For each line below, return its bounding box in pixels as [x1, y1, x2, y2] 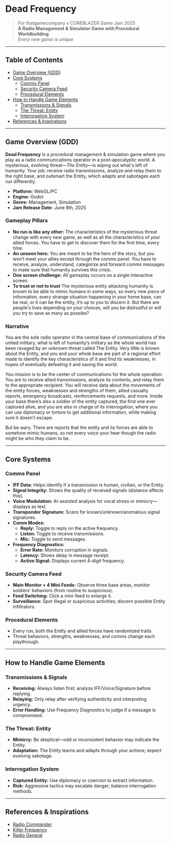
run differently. [5, 178, 37, 184]
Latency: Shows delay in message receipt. [20, 552, 110, 558]
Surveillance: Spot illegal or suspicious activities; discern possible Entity [12, 598, 165, 604]
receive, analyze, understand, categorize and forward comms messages [12, 261, 165, 267]
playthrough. [12, 638, 40, 645]
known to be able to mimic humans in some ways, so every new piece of [12, 288, 165, 294]
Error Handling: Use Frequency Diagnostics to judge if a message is [12, 707, 156, 713]
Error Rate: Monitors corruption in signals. [20, 547, 109, 553]
